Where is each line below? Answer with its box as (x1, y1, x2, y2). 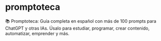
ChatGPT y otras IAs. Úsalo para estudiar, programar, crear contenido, (5, 25, 150, 31)
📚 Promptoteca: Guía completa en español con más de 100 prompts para (5, 18, 156, 24)
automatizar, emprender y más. (5, 30, 69, 36)
